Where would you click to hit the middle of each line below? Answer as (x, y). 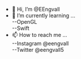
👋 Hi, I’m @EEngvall (36, 9)
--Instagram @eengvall (40, 44)
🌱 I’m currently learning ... (43, 15)
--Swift (21, 28)
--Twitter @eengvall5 (38, 50)
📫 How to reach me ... (39, 35)
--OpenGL (24, 22)
